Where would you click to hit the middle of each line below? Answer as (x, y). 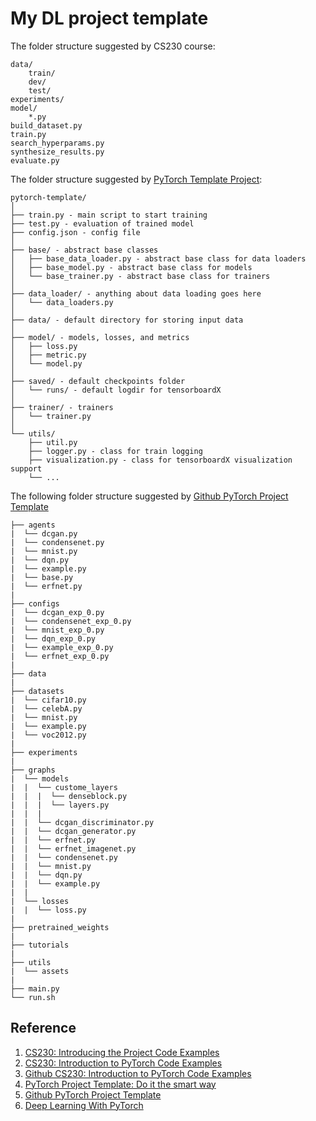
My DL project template (109, 18)
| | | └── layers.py (60, 805)
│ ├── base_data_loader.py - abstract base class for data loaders (158, 258)
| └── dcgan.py (44, 533)
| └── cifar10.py (48, 700)
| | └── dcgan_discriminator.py (82, 822)
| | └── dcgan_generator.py (73, 831)
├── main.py (35, 988)
